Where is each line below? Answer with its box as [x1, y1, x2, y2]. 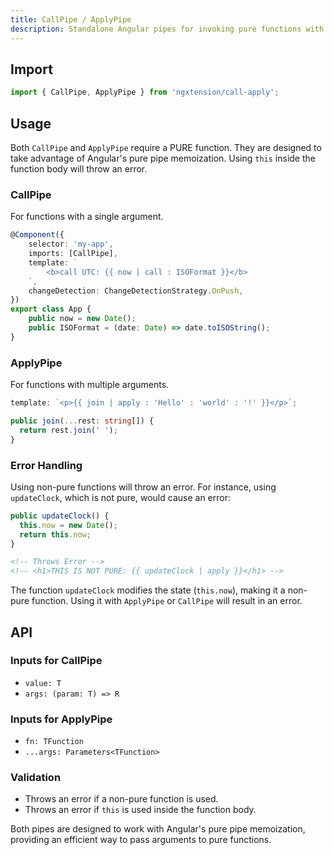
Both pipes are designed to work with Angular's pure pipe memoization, [10, 823, 306, 835]
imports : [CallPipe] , [28, 249, 118, 259]
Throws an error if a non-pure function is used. [24, 793, 219, 805]
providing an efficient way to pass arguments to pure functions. [10, 834, 272, 846]
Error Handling [10, 458, 83, 472]
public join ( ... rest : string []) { [10, 416, 155, 426]
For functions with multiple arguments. [10, 379, 170, 391]
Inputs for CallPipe [10, 654, 103, 668]
